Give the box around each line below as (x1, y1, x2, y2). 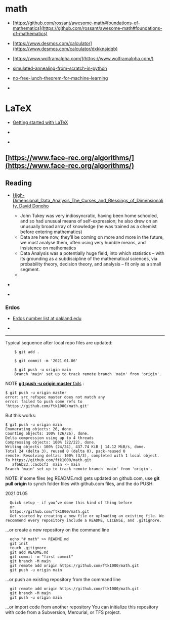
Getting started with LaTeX (12, 119, 68, 125)
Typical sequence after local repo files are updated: (5, 340, 113, 346)
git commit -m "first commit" (10, 554, 73, 559)
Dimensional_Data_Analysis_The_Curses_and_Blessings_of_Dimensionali (12, 198, 163, 204)
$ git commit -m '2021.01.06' (14, 359, 78, 364)
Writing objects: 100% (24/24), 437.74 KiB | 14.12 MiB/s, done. (5, 445, 146, 450)
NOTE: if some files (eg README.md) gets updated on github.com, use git (5, 475, 160, 481)
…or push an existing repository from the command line (5, 577, 121, 583)
